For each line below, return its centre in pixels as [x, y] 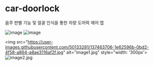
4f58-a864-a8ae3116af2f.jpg [34, 52]
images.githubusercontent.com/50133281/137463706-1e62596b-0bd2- [77, 47]
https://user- [40, 42]
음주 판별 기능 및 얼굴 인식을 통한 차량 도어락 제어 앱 [55, 22]
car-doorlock [32, 9]
